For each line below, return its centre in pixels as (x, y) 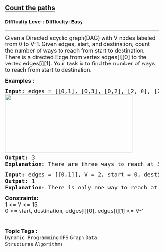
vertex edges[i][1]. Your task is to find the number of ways (80, 63)
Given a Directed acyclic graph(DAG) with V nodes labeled (80, 38)
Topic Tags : (21, 231)
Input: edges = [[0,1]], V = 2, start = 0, (73, 174)
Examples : (20, 80)
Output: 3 (20, 157)
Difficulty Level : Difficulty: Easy (44, 22)
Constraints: (22, 198)
